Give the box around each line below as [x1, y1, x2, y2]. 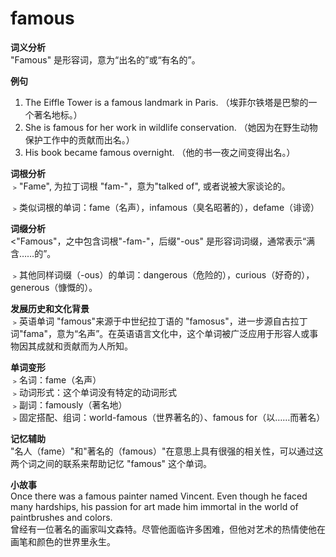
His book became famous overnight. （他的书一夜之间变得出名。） [24, 146, 296, 158]
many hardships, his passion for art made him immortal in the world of [10, 500, 299, 512]
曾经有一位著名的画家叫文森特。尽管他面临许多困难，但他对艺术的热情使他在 [10, 523, 326, 535]
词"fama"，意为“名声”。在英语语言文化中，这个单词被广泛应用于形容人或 [10, 327, 310, 339]
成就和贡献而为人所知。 [36, 340, 133, 352]
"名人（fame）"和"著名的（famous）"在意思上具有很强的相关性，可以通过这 [10, 445, 324, 457]
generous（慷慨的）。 [10, 281, 98, 293]
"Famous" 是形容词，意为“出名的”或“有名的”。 [10, 53, 201, 66]
